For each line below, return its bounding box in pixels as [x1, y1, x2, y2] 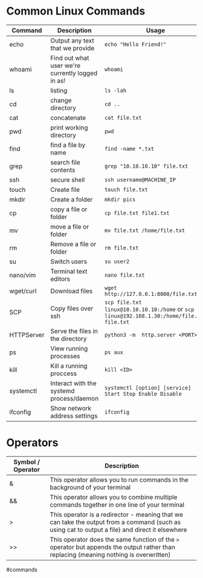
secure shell [50, 176, 85, 184]
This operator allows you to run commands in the [50, 475, 188, 484]
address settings [50, 412, 98, 420]
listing [50, 86, 68, 94]
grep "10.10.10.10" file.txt [105, 162, 188, 169]
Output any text [50, 36, 95, 45]
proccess [50, 369, 77, 378]
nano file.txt [105, 271, 145, 278]
